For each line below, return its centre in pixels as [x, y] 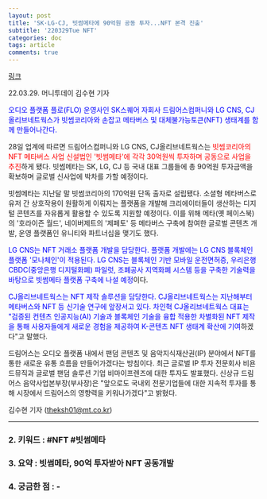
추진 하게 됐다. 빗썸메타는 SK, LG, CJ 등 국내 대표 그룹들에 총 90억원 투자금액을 [131, 166]
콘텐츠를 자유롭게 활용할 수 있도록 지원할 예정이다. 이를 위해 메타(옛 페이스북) [135, 213]
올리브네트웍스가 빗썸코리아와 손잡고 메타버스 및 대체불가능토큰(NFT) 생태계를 [129, 120]
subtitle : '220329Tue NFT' [53, 30]
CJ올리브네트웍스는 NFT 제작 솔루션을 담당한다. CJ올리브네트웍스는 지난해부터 [130, 296]
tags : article [32, 45]
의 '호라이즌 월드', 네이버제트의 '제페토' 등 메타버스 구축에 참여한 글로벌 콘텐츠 [129, 223]
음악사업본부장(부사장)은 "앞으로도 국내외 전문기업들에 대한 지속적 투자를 [135, 383]
